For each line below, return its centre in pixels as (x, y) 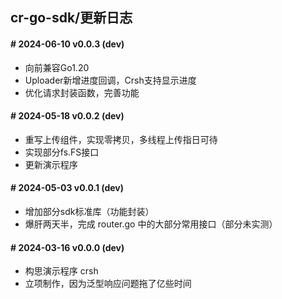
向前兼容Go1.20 (57, 67)
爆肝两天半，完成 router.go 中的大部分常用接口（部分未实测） (151, 224)
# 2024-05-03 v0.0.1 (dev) (67, 188)
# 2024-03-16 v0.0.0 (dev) (67, 247)
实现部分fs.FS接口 (62, 152)
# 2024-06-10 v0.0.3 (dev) (67, 44)
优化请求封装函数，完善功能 (82, 92)
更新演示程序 (51, 164)
